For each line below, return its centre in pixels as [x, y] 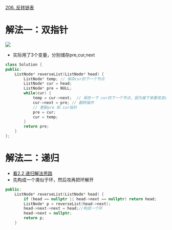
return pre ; [37, 127]
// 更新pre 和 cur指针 [55, 107]
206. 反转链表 [20, 7]
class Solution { [24, 65]
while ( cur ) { [38, 93]
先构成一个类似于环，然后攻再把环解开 [53, 180]
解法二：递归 [33, 158]
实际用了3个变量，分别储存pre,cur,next [54, 55]
